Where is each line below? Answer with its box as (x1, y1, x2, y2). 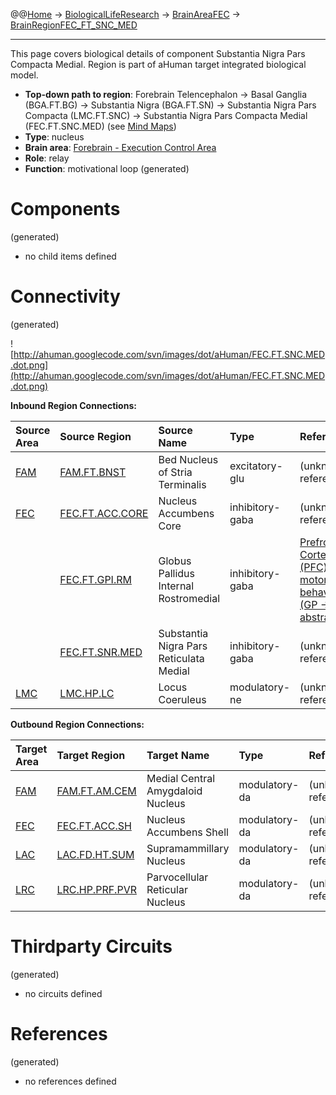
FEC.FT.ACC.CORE (59, 506, 149, 520)
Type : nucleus (24, 131, 85, 143)
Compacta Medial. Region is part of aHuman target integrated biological (10, 59, 307, 70)
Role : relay (24, 152, 70, 164)
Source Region (59, 429, 132, 443)
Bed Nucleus (158, 452, 219, 466)
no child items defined (24, 250, 117, 262)
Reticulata (158, 651, 205, 665)
